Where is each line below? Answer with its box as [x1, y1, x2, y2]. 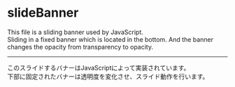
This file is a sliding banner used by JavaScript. [7, 28, 143, 36]
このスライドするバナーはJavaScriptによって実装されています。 [7, 63, 190, 72]
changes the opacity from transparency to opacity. [7, 42, 154, 51]
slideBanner [7, 5, 79, 21]
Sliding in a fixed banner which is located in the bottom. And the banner [7, 35, 214, 43]
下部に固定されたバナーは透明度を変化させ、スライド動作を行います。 [7, 72, 209, 81]
